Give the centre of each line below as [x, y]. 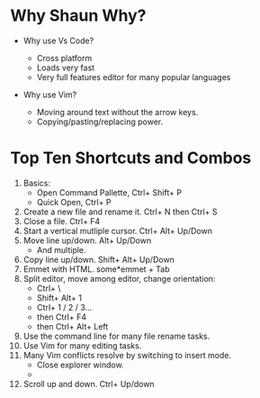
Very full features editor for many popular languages [134, 77]
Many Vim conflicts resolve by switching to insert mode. [127, 355]
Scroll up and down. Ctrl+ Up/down [89, 384]
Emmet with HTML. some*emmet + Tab [96, 269]
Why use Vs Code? [58, 41]
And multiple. [61, 249]
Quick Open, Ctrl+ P [74, 202]
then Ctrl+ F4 [62, 317]
